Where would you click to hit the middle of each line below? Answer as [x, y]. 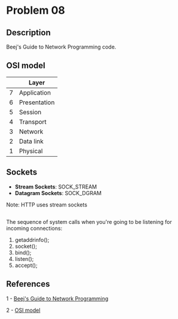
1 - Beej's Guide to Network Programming [57, 298]
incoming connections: [34, 229]
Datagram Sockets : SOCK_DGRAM [58, 193]
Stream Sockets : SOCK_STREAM [56, 187]
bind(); [23, 253]
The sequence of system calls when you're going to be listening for [89, 222]
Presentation [37, 102]
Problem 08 [36, 10]
